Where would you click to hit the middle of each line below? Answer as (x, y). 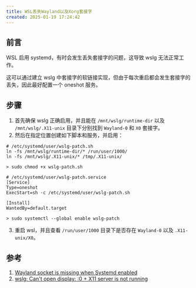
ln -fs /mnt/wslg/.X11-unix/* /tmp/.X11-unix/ (64, 157)
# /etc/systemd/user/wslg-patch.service (57, 177)
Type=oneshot (22, 188)
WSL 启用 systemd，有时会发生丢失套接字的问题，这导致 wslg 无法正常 (93, 58)
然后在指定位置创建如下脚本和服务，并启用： (69, 135)
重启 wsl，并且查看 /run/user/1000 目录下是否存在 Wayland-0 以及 (94, 230)
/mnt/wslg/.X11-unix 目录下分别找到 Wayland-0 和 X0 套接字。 (89, 128)
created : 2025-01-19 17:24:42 (43, 17)
